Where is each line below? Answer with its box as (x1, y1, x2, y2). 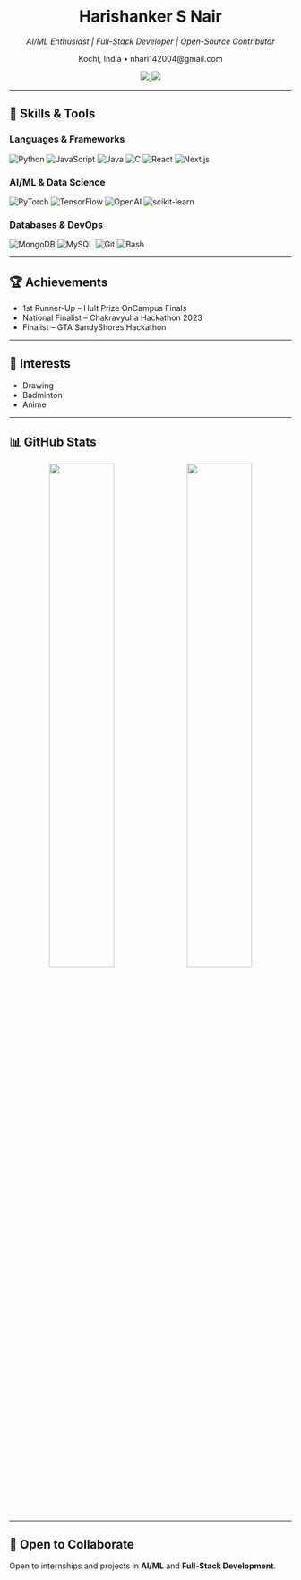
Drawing (21, 379, 54, 391)
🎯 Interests (9, 356, 72, 371)
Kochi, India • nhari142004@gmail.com (78, 53, 223, 64)
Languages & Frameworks (9, 133, 125, 145)
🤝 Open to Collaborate (9, 1537, 134, 1552)
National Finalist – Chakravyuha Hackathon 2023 (21, 312, 203, 324)
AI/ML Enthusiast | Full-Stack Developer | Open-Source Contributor (26, 36, 275, 47)
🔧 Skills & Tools (9, 106, 96, 122)
